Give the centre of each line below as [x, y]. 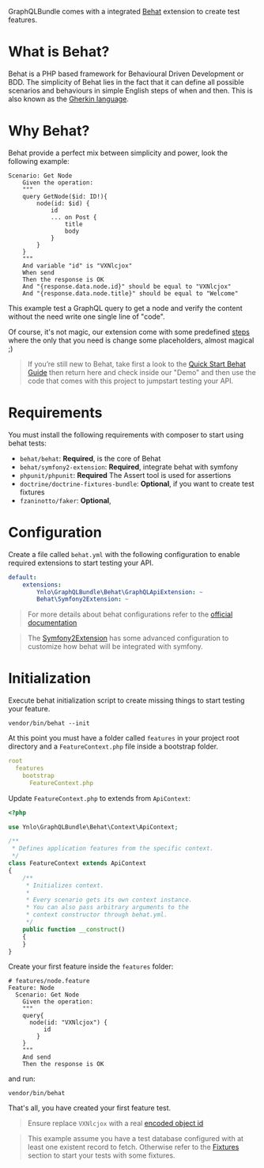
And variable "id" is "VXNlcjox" [77, 265]
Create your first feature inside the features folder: [91, 967]
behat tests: [28, 443]
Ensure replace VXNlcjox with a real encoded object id [115, 1124]
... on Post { [74, 217]
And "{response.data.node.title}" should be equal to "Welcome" [130, 293]
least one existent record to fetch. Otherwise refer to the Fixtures [133, 1147]
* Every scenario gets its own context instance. [109, 900]
